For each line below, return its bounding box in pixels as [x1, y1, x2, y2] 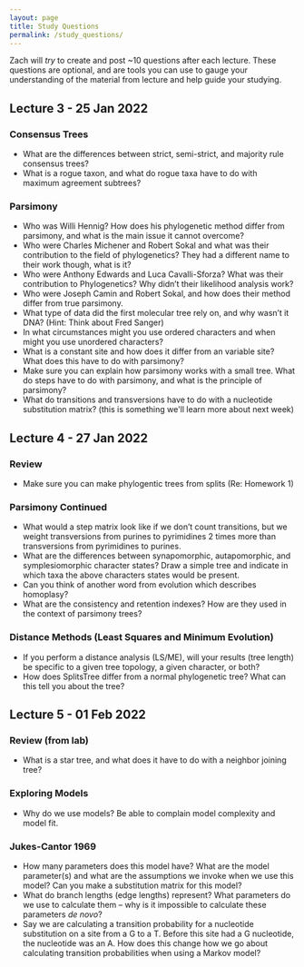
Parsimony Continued [9, 500, 107, 513]
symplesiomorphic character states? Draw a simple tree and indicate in [22, 560, 289, 571]
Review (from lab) [9, 734, 89, 746]
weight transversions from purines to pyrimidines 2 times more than [22, 531, 277, 542]
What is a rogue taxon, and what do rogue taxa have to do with [22, 168, 258, 179]
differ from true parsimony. [22, 298, 124, 309]
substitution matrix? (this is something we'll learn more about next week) [22, 404, 295, 415]
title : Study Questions [9, 22, 100, 31]
